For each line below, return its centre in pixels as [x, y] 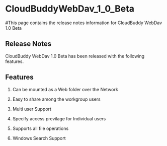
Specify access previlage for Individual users [59, 118]
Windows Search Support [39, 138]
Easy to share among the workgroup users [56, 99]
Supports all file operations [40, 128]
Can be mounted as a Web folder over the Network [65, 89]
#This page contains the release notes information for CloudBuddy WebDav [84, 23]
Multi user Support [32, 109]
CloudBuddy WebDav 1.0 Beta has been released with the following [75, 56]
